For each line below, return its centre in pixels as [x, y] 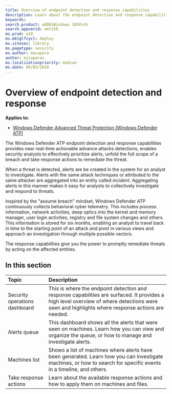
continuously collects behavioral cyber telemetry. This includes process [81, 207]
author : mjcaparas [25, 58]
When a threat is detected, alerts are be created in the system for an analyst [85, 169]
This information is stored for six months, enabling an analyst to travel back [84, 223]
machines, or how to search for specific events [105, 363]
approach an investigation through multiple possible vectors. [69, 234]
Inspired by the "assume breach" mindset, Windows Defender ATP [76, 201]
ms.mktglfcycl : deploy [29, 39]
